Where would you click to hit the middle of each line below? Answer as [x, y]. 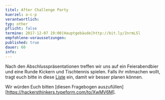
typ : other [17, 24]
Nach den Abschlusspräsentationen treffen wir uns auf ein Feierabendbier [82, 66]
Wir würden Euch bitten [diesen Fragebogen [51, 86]
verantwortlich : [22, 19]
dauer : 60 [16, 47]
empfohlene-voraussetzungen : [36, 38]
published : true [22, 43]
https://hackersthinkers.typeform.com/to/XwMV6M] [61, 92]
